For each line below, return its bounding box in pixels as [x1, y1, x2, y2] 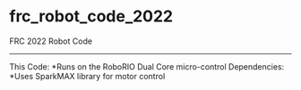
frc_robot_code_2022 [9, 6, 174, 27]
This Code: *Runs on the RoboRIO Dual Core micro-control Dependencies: [9, 61, 285, 72]
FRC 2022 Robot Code [9, 36, 92, 46]
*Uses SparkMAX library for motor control [9, 70, 166, 81]
